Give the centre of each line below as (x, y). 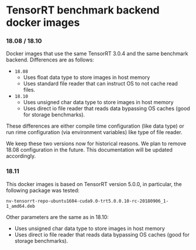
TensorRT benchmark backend (83, 10)
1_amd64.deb (20, 206)
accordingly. (21, 156)
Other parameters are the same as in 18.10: (58, 217)
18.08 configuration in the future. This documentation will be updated (89, 150)
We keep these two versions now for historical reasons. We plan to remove (96, 143)
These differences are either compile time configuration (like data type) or (95, 126)
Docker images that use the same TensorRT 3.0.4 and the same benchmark (97, 54)
